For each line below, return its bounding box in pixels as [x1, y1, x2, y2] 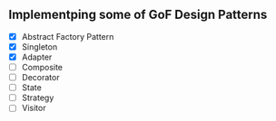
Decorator [21, 72, 60, 83]
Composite [21, 62, 64, 72]
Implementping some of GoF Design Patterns [8, 7, 268, 23]
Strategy [21, 92, 54, 103]
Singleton [21, 41, 58, 52]
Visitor [21, 103, 46, 114]
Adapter [21, 51, 53, 62]
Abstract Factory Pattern [21, 31, 114, 42]
